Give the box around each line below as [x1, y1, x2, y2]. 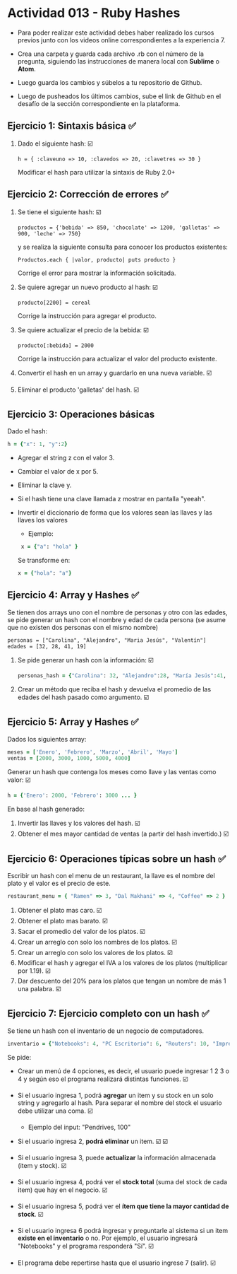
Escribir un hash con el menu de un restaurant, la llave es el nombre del [7, 871, 215, 879]
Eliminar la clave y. [17, 481, 72, 489]
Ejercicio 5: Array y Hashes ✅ [7, 716, 139, 728]
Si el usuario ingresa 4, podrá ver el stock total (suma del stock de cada [17, 1177, 228, 1186]
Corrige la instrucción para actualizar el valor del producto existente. [17, 354, 217, 363]
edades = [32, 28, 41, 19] [7, 643, 87, 650]
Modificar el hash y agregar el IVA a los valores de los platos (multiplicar [17, 958, 228, 966]
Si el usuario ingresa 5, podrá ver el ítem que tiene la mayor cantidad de [17, 1202, 229, 1210]
